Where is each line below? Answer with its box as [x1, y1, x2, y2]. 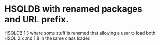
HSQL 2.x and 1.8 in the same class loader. [4, 35, 91, 41]
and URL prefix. [4, 14, 69, 25]
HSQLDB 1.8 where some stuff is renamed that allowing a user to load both [4, 30, 156, 36]
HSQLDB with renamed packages [4, 3, 143, 15]
